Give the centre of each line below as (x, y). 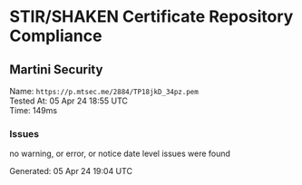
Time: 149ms (33, 110)
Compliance (56, 36)
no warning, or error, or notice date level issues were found (120, 154)
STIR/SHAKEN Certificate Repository (151, 17)
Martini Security (56, 69)
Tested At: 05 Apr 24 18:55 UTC (69, 101)
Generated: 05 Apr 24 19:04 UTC (71, 171)
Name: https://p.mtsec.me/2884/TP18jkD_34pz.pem (104, 91)
